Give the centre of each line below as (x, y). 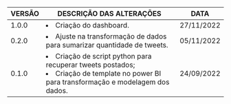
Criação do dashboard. (92, 25)
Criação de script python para (103, 56)
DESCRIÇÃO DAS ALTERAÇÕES (109, 13)
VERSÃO (25, 13)
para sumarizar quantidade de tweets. (107, 45)
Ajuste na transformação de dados (111, 36)
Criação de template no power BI (108, 73)
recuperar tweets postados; (90, 65)
